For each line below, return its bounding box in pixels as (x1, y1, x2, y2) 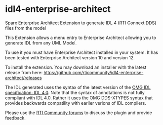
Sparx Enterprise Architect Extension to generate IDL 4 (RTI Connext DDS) (5, 20, 157, 26)
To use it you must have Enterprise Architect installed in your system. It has (5, 49, 158, 55)
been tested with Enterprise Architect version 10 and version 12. (5, 54, 135, 60)
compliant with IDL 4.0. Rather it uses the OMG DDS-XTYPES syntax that (5, 95, 153, 101)
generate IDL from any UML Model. (5, 40, 77, 45)
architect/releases (5, 75, 42, 81)
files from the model (5, 25, 46, 31)
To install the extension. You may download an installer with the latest (5, 64, 147, 70)
